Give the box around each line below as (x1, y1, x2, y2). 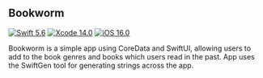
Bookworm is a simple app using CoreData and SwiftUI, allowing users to (8, 43, 252, 53)
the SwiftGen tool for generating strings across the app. (8, 60, 194, 70)
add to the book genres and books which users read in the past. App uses (8, 51, 255, 61)
